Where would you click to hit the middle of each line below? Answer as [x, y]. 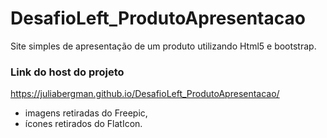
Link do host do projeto [67, 72]
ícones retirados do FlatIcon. [83, 124]
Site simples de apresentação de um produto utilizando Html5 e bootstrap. [163, 46]
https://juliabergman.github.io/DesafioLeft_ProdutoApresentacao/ [145, 94]
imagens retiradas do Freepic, [86, 113]
